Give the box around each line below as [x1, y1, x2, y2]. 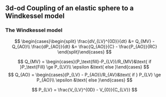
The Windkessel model [5, 27, 63, 34]
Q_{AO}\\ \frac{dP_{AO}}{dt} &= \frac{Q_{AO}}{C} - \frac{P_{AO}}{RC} [12, 43, 157, 49]
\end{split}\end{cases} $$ [57, 48, 112, 54]
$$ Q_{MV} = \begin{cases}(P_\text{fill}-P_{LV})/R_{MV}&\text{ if [17, 58, 152, 64]
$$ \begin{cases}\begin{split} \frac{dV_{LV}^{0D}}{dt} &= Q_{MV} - [14, 38, 155, 44]
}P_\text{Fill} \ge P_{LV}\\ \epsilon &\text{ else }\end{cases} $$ [20, 63, 149, 69]
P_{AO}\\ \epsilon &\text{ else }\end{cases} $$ [36, 77, 133, 83]
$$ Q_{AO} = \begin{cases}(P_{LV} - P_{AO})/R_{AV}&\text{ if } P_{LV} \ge [8, 71, 161, 77]
